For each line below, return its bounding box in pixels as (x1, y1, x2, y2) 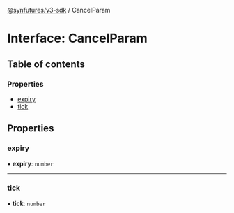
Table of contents (7, 58, 85, 70)
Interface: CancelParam (7, 31, 148, 46)
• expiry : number (7, 159, 54, 168)
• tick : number (7, 199, 47, 207)
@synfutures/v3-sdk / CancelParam (7, 6, 111, 14)
